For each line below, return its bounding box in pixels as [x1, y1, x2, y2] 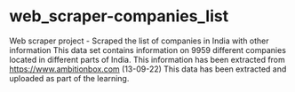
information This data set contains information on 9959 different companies [9, 44, 287, 55]
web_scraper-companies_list [9, 6, 229, 27]
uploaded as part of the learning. [9, 73, 130, 83]
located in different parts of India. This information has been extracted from [9, 54, 286, 65]
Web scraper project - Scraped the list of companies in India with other [9, 35, 269, 46]
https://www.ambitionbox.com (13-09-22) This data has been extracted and [9, 64, 287, 74]
